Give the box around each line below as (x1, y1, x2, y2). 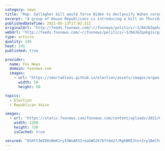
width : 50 (18, 80, 38, 85)
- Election (9, 98, 32, 103)
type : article (5, 35, 34, 40)
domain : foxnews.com (9, 66, 52, 71)
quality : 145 (5, 39, 32, 44)
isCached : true (14, 129, 45, 134)
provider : (5, 57, 26, 62)
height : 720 (14, 125, 38, 130)
